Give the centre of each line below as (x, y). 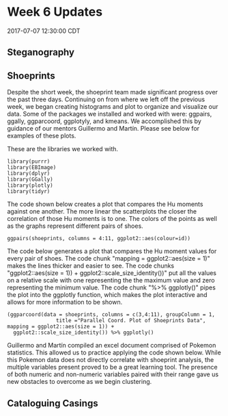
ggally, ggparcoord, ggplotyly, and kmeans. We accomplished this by (104, 121)
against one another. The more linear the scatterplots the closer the (102, 211)
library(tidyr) (29, 192)
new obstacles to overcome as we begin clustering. (80, 382)
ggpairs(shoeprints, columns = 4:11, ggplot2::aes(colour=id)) (99, 239)
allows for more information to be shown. (65, 302)
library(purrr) (29, 161)
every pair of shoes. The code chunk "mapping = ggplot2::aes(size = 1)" (109, 259)
